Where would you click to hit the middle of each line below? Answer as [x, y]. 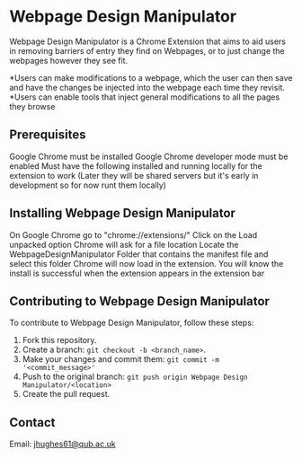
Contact [32, 423]
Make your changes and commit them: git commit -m [121, 359]
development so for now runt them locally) [88, 185]
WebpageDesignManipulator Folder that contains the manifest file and [139, 254]
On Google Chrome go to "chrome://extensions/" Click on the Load [133, 234]
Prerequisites [48, 135]
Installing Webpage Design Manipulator [123, 213]
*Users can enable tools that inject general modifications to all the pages [145, 97]
